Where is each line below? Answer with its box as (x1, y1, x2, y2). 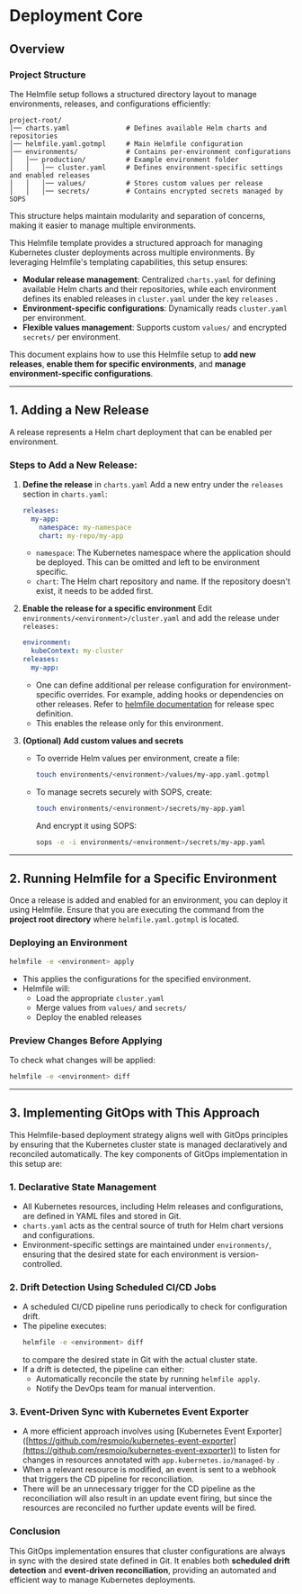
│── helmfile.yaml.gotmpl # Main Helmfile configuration (9, 139, 244, 149)
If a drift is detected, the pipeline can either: (22, 1364, 185, 1375)
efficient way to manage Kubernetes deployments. (9, 1574, 196, 1585)
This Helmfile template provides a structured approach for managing (9, 237, 263, 248)
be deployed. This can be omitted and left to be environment (35, 557, 261, 568)
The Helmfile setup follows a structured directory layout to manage (9, 88, 258, 99)
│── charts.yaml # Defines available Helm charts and (9, 123, 268, 132)
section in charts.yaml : (22, 488, 108, 499)
